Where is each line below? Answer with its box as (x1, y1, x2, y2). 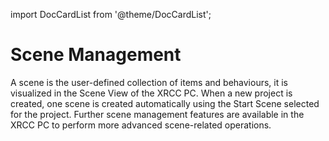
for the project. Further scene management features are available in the (10, 108, 305, 120)
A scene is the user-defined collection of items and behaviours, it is (10, 76, 289, 88)
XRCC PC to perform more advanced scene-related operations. (10, 119, 272, 131)
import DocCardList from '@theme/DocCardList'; (10, 9, 212, 20)
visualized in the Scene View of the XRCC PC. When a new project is (10, 87, 293, 99)
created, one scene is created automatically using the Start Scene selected (10, 97, 320, 109)
